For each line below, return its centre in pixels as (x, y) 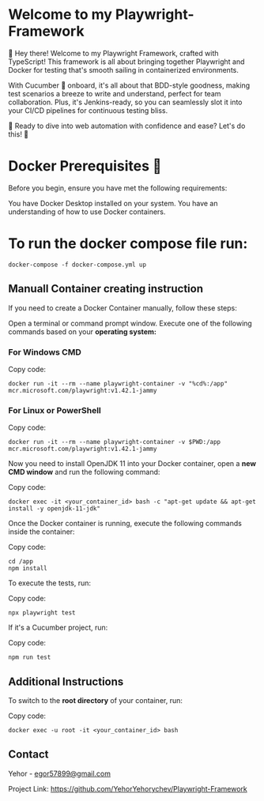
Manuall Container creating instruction (106, 289)
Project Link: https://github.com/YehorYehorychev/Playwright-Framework (128, 788)
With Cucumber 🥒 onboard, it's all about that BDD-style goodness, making (129, 85)
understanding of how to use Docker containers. (87, 212)
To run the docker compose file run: (128, 244)
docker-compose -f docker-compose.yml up (77, 265)
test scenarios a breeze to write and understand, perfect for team (115, 93)
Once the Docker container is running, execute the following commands (125, 524)
